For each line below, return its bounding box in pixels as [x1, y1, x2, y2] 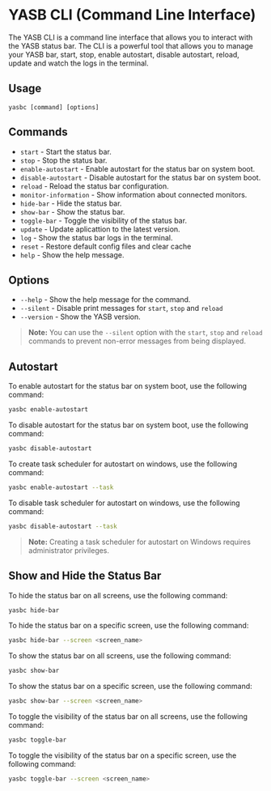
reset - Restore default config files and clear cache [19, 241, 192, 251]
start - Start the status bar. [19, 147, 112, 156]
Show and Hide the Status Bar [8, 569, 162, 583]
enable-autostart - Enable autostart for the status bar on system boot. [19, 164, 256, 173]
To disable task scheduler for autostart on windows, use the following [8, 498, 240, 508]
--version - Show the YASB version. [19, 312, 142, 321]
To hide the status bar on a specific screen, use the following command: [8, 621, 249, 631]
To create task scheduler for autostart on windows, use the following [8, 459, 238, 469]
